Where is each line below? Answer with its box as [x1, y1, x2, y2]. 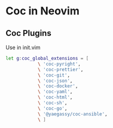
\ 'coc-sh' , [37, 100, 68, 106]
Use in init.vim [5, 44, 41, 51]
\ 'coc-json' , [37, 78, 73, 84]
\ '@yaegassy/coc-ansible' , [37, 111, 108, 117]
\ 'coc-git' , [37, 72, 70, 78]
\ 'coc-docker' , [37, 83, 78, 89]
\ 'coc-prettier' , [37, 66, 84, 72]
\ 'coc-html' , [37, 95, 73, 100]
